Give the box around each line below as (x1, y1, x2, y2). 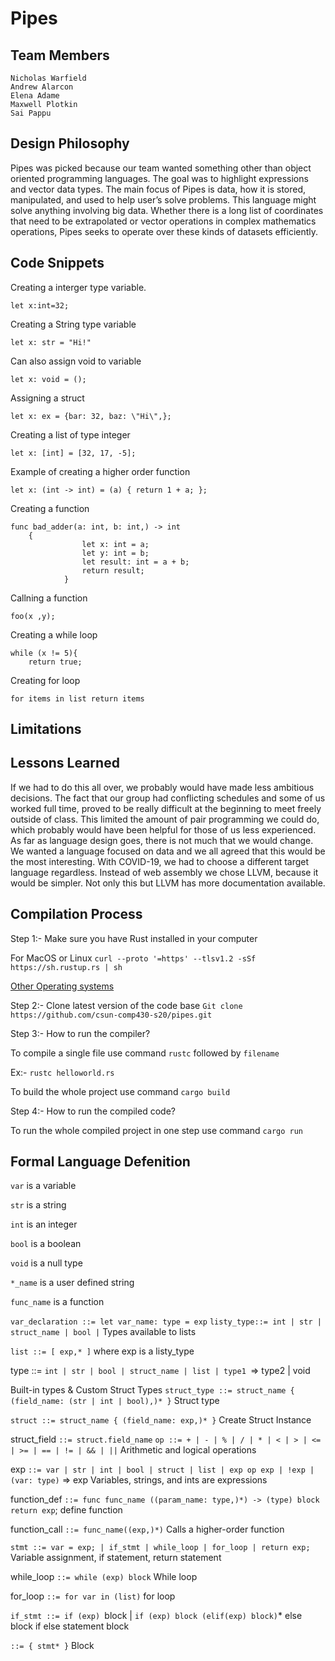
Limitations (10, 721, 82, 738)
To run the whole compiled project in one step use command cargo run (10, 1124, 304, 1136)
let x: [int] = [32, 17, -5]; (10, 448, 137, 458)
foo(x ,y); (10, 611, 56, 621)
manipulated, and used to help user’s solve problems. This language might (10, 193, 317, 206)
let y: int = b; (81, 548, 150, 558)
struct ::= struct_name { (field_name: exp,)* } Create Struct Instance (10, 1414, 312, 1426)
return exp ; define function (10, 1504, 123, 1516)
